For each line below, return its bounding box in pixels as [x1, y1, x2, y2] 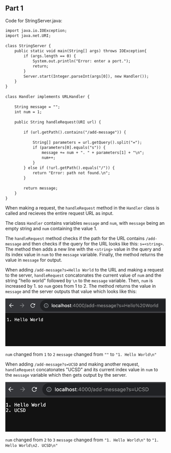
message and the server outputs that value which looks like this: [5, 288, 137, 294]
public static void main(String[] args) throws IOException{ [14, 48, 147, 53]
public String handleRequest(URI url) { [14, 119, 101, 125]
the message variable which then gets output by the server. [5, 372, 127, 378]
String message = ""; [14, 104, 60, 109]
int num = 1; [14, 109, 42, 114]
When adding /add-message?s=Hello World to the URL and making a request [5, 266, 164, 273]
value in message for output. [5, 257, 63, 263]
